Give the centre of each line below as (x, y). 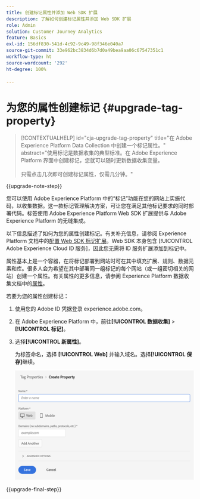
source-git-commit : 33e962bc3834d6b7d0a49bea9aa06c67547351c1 (85, 51)
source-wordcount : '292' (37, 63)
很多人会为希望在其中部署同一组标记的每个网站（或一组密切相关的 (107, 269)
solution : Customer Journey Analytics (54, 32)
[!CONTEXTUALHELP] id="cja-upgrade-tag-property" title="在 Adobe (106, 138)
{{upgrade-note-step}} (34, 186)
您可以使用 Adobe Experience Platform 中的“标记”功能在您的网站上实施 (93, 198)
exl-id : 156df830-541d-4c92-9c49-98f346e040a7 (65, 44)
